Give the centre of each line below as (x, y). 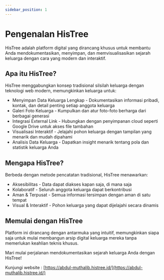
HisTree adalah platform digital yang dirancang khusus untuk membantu (78, 48)
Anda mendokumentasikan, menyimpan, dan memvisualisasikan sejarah (78, 53)
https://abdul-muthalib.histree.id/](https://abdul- (94, 267)
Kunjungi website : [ (25, 267)
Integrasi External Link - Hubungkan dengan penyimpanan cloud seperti (85, 121)
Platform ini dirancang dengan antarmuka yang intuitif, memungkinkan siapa (82, 233)
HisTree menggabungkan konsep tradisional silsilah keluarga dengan (74, 86)
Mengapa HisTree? (34, 163)
